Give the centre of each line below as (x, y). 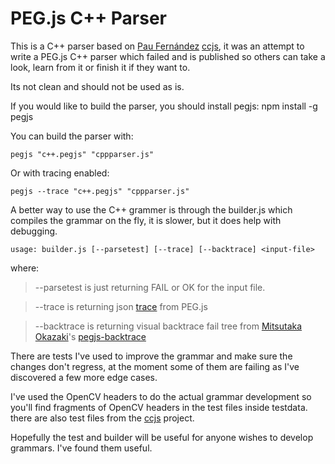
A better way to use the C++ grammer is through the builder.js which (151, 209)
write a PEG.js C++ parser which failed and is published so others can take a (168, 56)
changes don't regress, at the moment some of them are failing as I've (155, 366)
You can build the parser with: (72, 136)
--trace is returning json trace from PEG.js (121, 306)
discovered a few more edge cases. (84, 377)
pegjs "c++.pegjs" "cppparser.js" (82, 154)
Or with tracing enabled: (60, 173)
